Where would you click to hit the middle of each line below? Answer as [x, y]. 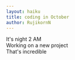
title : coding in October [37, 17]
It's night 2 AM [24, 39]
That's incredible [26, 52]
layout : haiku [23, 11]
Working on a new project [37, 45]
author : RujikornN [28, 22]
